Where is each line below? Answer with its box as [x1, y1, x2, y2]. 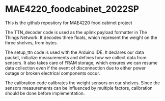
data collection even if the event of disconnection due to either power [5, 65, 146, 71]
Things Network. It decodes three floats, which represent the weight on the [5, 34, 158, 40]
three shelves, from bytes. [5, 39, 58, 45]
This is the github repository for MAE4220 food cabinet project [5, 20, 133, 26]
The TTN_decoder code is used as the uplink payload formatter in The [5, 29, 147, 35]
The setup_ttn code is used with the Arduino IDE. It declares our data [5, 49, 144, 55]
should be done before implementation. [5, 90, 85, 96]
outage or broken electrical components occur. [5, 70, 100, 76]
